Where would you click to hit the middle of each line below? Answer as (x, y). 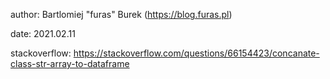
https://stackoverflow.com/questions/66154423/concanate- (196, 53)
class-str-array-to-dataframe (70, 63)
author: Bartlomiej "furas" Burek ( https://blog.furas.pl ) (121, 14)
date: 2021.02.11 (43, 33)
